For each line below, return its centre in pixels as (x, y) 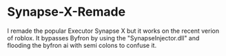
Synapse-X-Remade (66, 12)
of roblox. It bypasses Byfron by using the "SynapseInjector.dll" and (103, 38)
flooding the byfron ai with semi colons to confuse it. (82, 45)
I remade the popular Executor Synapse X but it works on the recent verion (113, 31)
